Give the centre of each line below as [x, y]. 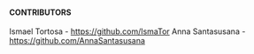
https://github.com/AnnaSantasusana [77, 41]
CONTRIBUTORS [40, 12]
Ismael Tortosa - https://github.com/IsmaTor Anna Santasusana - [127, 31]
